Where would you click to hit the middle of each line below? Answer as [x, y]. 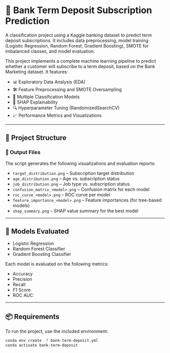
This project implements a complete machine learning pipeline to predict [81, 61]
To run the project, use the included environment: [57, 331]
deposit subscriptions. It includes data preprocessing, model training [77, 40]
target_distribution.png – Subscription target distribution [73, 173]
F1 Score [22, 290]
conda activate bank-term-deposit [42, 345]
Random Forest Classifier [39, 249]
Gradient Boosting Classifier [42, 254]
